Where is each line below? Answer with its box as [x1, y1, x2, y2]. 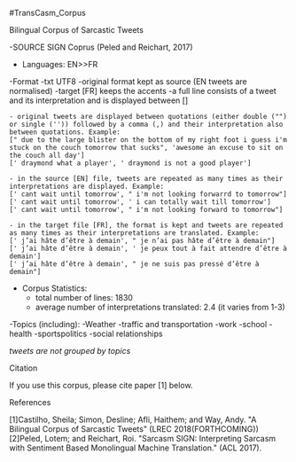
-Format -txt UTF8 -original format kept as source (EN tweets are [9, 76, 247, 87]
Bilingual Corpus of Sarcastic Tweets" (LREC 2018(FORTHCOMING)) [9, 424, 260, 434]
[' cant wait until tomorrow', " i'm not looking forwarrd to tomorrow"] [9, 190, 288, 199]
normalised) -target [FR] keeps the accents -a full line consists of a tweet [9, 86, 277, 96]
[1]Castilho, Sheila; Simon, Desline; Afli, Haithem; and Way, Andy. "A [9, 414, 257, 425]
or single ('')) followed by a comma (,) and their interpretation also [9, 120, 284, 129]
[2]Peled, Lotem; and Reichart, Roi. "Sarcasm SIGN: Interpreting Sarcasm [9, 434, 277, 443]
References [9, 397, 51, 407]
